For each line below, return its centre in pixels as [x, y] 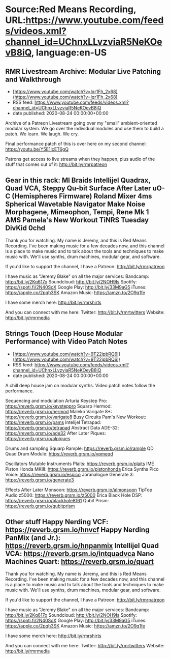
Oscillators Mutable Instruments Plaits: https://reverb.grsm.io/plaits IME [80, 464]
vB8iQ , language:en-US [56, 53]
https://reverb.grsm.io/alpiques [38, 438]
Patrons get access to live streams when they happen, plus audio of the [80, 159]
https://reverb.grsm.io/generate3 [40, 480]
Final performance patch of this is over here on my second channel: [76, 144]
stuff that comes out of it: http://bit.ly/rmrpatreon [56, 164]
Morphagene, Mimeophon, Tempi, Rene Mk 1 [77, 212]
